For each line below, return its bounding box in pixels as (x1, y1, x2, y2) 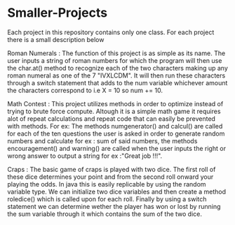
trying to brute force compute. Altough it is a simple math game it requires (7, 107, 221, 115)
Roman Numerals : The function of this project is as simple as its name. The (7, 49, 226, 57)
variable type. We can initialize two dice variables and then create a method (7, 187, 227, 196)
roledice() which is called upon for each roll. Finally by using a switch (7, 194, 207, 203)
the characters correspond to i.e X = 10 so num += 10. (7, 86, 163, 94)
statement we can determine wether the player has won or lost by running (7, 202, 221, 210)
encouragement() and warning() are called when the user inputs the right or (7, 144, 227, 152)
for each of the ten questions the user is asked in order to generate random (7, 129, 225, 138)
